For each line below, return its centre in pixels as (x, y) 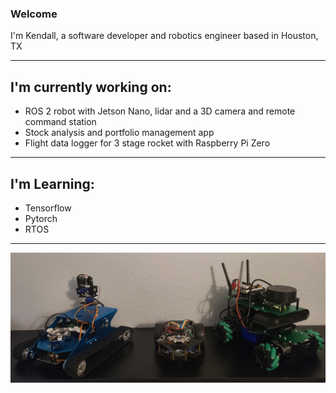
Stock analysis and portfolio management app (119, 133)
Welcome (34, 14)
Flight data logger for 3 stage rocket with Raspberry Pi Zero (147, 143)
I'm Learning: (52, 183)
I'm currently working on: (91, 87)
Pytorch (41, 218)
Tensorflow (48, 208)
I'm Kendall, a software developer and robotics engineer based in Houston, (164, 36)
